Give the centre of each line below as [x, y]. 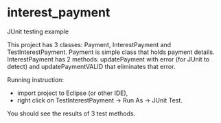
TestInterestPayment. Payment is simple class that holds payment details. [111, 52]
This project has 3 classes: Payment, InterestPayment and [89, 44]
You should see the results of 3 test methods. [71, 113]
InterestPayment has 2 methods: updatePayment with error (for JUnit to [108, 59]
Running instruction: [35, 79]
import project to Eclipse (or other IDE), [72, 93]
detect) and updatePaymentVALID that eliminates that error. [91, 66]
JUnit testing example [38, 31]
